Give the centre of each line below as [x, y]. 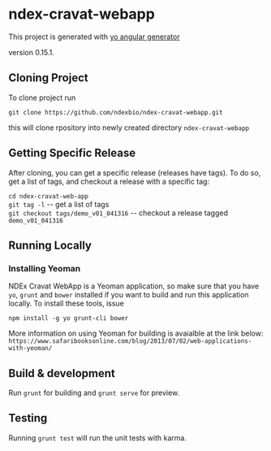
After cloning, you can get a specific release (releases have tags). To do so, [135, 172]
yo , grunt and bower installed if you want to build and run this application [129, 295]
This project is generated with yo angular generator [94, 37]
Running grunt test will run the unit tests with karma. [97, 438]
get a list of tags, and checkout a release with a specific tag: [109, 181]
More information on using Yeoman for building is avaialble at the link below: [136, 333]
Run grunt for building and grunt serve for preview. [94, 393]
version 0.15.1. [31, 52]
